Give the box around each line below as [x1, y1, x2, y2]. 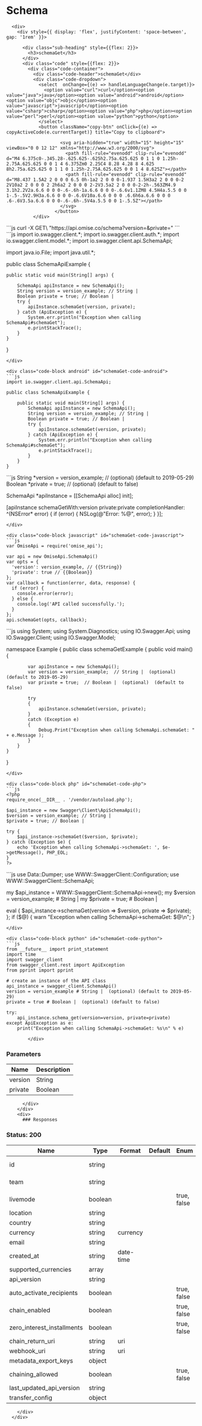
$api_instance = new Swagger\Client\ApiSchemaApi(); [6, 807, 141, 813]
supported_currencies [9, 1265, 72, 1273]
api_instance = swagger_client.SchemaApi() [6, 983, 117, 989]
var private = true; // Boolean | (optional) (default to [28, 680, 185, 686]
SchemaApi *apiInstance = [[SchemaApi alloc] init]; [6, 492, 133, 499]
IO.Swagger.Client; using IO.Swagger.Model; [6, 634, 116, 641]
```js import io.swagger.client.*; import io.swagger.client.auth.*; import [6, 231, 179, 238]
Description [35, 1066, 70, 1074]
